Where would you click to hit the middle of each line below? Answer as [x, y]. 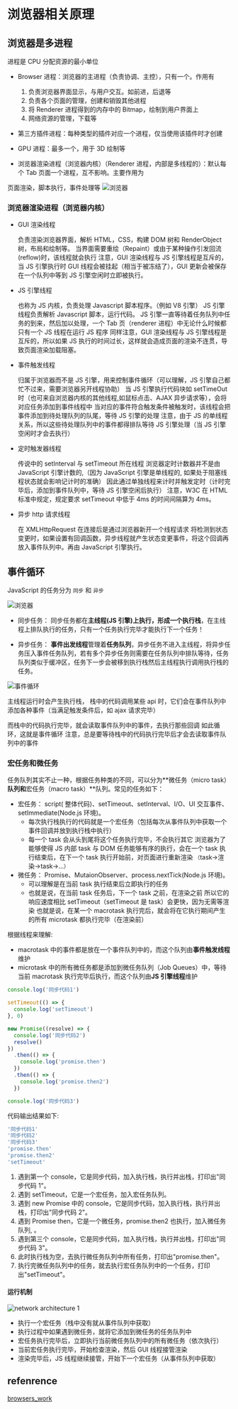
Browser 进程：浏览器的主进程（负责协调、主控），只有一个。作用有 [116, 76]
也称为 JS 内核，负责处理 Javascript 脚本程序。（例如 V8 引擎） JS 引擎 [121, 306]
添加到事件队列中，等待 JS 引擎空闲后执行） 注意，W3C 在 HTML [132, 491]
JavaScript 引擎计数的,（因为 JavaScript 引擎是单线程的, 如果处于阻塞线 [123, 473]
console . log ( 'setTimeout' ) [53, 1009]
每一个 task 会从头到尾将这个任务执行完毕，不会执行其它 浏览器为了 [127, 840]
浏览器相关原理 [51, 15]
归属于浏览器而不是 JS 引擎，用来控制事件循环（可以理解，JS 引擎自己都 [124, 380]
